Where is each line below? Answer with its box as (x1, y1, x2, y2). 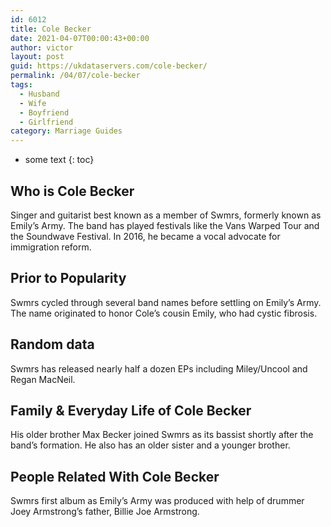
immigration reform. (10, 241, 92, 253)
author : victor (10, 42, 74, 53)
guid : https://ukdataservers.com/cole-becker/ (10, 61, 208, 71)
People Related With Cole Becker (10, 468, 220, 485)
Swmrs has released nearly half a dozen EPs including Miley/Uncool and (10, 362, 308, 375)
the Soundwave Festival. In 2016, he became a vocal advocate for (10, 230, 281, 242)
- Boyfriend (19, 107, 70, 118)
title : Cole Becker (10, 24, 92, 34)
